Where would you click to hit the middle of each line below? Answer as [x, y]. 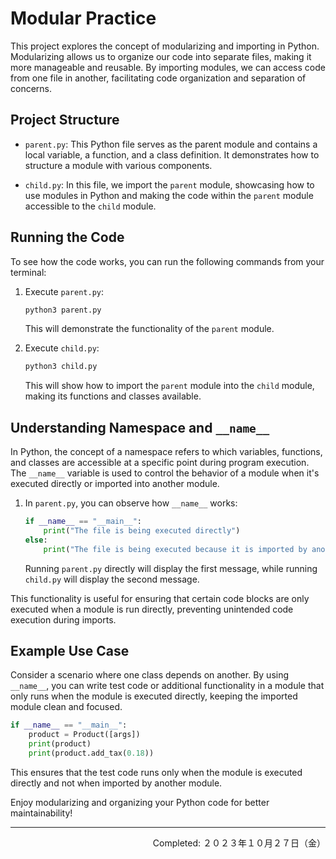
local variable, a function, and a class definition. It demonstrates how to [172, 154]
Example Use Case [70, 651]
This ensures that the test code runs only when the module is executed [156, 772]
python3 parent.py [63, 310]
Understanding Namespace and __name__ [140, 427]
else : [36, 540]
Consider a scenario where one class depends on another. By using [150, 675]
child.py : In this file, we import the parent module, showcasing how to [169, 184]
